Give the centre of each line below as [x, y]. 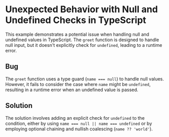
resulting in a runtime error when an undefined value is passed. [72, 90]
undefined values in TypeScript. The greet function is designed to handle [82, 40]
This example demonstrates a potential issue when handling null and [77, 34]
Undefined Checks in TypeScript [76, 20]
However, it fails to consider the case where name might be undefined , [78, 84]
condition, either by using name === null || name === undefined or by [79, 123]
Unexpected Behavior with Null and [82, 9]
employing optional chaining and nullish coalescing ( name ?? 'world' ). [79, 129]
